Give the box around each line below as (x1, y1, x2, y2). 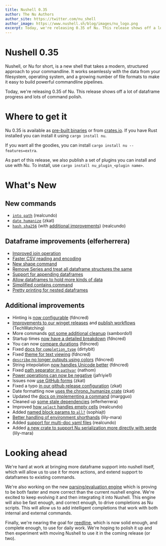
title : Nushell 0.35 (5, 7, 48, 12)
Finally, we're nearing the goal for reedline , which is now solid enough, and (5, 519, 158, 525)
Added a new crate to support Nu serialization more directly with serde (12, 424, 157, 430)
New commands (5, 199, 56, 208)
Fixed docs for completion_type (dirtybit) (12, 346, 95, 352)
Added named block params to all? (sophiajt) (12, 409, 106, 415)
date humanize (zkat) (12, 218, 54, 223)
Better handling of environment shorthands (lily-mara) (12, 414, 122, 420)
